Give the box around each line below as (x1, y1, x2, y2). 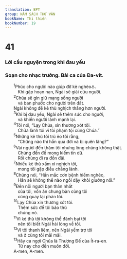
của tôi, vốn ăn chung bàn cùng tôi (18, 188, 88, 194)
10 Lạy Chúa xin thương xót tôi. (14, 199, 74, 206)
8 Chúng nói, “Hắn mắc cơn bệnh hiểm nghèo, (14, 171, 105, 178)
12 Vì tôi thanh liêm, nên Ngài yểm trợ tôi (14, 226, 92, 233)
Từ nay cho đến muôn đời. (18, 243, 71, 249)
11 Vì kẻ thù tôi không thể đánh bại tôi (14, 215, 87, 222)
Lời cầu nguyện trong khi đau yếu (5, 59, 85, 66)
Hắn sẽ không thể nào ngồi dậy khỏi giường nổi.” (18, 177, 115, 183)
